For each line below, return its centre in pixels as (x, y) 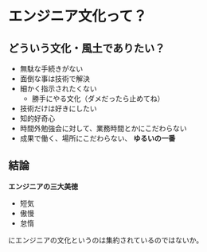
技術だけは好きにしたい (58, 109)
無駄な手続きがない (51, 69)
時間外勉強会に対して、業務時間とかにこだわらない (103, 128)
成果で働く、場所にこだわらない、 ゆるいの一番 (98, 138)
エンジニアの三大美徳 (43, 186)
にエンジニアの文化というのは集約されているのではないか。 (106, 240)
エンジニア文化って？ (78, 16)
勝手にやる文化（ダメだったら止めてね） (98, 99)
